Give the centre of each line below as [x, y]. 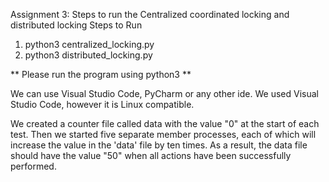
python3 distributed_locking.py [88, 55]
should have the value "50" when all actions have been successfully [151, 155]
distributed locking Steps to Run [76, 25]
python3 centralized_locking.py [89, 44]
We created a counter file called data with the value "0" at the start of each [165, 123]
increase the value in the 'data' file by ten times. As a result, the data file [159, 145]
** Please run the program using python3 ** [101, 74]
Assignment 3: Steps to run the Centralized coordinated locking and [150, 14]
